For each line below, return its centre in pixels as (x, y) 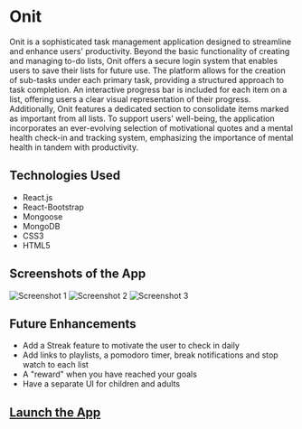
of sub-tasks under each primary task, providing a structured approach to (147, 79)
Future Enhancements (73, 324)
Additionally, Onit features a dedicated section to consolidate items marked (149, 108)
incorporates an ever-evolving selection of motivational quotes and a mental (151, 127)
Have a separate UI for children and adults (101, 384)
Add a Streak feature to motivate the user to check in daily (131, 346)
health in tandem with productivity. (74, 147)
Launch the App (55, 412)
